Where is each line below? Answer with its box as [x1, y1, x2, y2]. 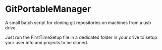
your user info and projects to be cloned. [5, 39, 88, 45]
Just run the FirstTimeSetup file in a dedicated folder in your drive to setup [5, 34, 158, 40]
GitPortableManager [5, 3, 91, 15]
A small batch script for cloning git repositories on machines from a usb [5, 20, 151, 25]
